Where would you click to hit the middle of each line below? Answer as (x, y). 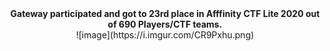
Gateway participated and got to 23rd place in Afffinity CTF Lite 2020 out (165, 13)
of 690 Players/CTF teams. (165, 24)
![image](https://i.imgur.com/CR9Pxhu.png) (165, 35)
